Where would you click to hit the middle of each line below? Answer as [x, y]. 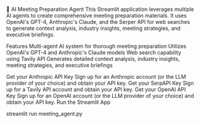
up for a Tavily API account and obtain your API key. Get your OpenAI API [96, 89]
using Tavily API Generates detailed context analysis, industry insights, [93, 59]
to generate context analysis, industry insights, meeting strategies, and [93, 28]
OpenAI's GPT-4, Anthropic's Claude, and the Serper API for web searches [98, 22]
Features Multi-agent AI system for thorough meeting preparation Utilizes [96, 46]
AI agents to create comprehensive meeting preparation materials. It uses [96, 16]
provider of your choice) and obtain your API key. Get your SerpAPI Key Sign [100, 83]
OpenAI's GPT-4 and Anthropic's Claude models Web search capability [94, 53]
